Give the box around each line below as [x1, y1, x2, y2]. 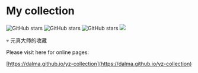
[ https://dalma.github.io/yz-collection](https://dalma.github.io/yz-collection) [6, 60, 192, 67]
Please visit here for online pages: [6, 49, 90, 56]
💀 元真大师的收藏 [6, 37, 47, 44]
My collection [6, 4, 75, 18]
